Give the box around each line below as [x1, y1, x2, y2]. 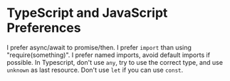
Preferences [6, 20, 81, 36]
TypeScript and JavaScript [6, 5, 168, 21]
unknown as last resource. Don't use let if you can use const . [6, 66, 184, 74]
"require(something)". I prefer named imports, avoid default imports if [6, 51, 211, 59]
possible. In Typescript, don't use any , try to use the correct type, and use [6, 58, 224, 66]
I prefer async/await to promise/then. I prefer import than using [6, 43, 192, 51]
